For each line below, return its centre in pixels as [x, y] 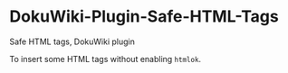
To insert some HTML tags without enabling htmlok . [106, 59]
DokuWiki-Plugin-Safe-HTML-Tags [144, 17]
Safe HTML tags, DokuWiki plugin [72, 41]
